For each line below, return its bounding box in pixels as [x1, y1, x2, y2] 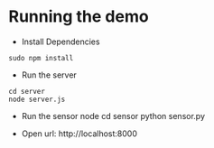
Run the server [21, 69, 78, 80]
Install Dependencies [21, 36, 100, 47]
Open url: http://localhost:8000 [21, 128, 137, 139]
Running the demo [8, 6, 150, 27]
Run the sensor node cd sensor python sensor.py [21, 110, 205, 121]
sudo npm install [8, 53, 74, 62]
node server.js [8, 95, 66, 104]
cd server [8, 87, 46, 96]
